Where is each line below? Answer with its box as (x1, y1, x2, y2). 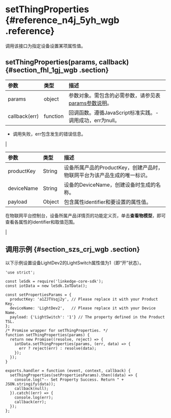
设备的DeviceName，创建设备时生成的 (64, 181, 156, 188)
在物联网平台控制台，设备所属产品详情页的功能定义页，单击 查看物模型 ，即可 (5, 212, 166, 218)
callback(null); (14, 386, 49, 391)
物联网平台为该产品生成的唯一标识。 (64, 171, 151, 179)
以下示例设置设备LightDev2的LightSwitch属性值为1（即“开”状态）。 (5, 259, 144, 266)
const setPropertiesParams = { (5, 292, 72, 297)
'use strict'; (5, 269, 36, 275)
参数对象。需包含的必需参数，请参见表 (68, 92, 161, 99)
